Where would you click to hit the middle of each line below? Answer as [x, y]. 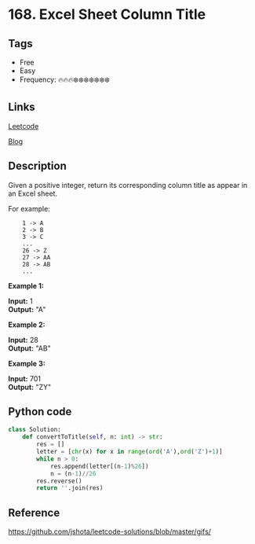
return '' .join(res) [70, 488]
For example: [29, 208]
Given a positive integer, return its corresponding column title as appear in [128, 185]
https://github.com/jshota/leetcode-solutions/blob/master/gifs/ [110, 531]
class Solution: [35, 430]
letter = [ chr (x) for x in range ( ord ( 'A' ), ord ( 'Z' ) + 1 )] [129, 452]
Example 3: [27, 363]
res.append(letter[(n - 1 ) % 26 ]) [99, 466]
